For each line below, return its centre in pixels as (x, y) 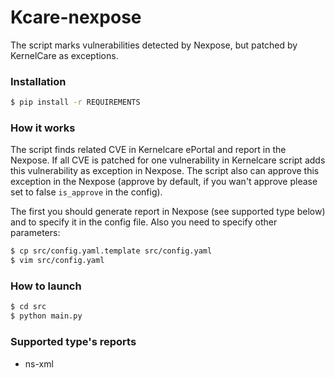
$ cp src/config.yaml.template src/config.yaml (111, 251)
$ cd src (28, 307)
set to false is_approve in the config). (86, 192)
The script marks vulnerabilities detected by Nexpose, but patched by (154, 45)
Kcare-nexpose (76, 17)
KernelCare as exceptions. (64, 55)
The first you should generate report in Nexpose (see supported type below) (168, 212)
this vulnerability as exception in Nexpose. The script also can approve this (165, 171)
